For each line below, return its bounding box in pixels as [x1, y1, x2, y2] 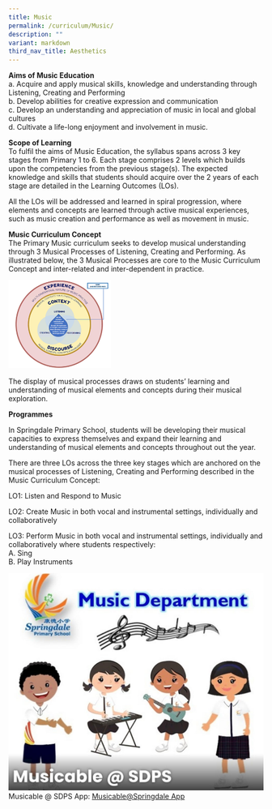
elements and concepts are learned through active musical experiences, [8, 205, 249, 215]
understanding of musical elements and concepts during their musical [8, 385, 242, 395]
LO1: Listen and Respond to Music [8, 490, 121, 500]
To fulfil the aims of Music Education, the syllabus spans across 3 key [8, 147, 241, 156]
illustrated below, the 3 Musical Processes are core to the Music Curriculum [8, 255, 261, 265]
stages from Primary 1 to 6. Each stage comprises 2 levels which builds [8, 155, 245, 165]
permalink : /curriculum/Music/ [8, 21, 114, 30]
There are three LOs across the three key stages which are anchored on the [8, 458, 261, 468]
